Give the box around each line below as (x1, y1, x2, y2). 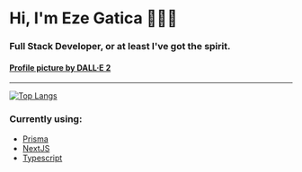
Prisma (22, 133, 49, 144)
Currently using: (9, 113, 83, 125)
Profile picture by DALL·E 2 (9, 62, 111, 73)
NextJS (22, 142, 50, 153)
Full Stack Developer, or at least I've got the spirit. (9, 40, 231, 53)
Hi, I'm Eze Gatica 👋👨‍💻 (9, 8, 178, 29)
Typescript (22, 152, 63, 163)
